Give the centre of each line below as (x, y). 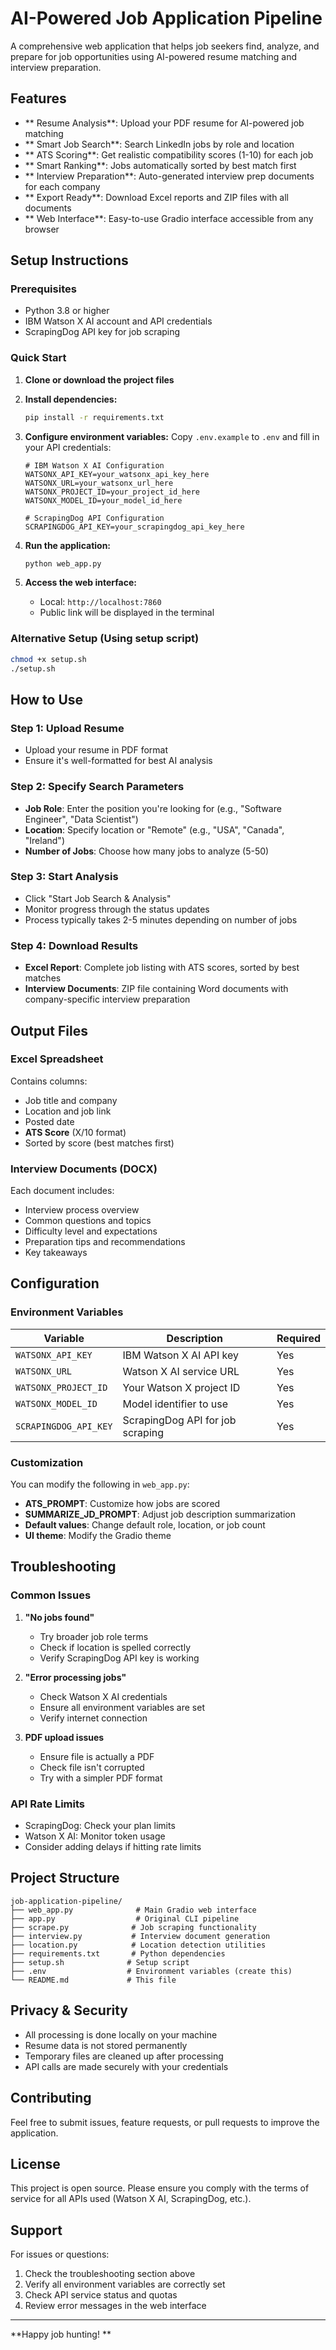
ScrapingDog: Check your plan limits (100, 1826)
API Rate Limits (47, 1804)
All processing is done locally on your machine (121, 2034)
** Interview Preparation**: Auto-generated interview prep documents (169, 176)
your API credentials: (68, 447)
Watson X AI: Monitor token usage (95, 1836)
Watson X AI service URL (181, 1371)
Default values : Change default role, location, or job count (145, 1525)
